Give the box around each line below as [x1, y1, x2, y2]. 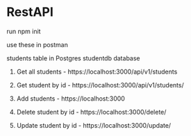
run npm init [6, 27, 41, 35]
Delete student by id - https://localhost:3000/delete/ [16, 108, 167, 116]
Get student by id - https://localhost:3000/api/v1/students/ [16, 80, 185, 89]
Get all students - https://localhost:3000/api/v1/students [16, 67, 178, 76]
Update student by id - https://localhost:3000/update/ [16, 121, 172, 129]
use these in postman [6, 40, 69, 49]
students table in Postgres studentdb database [6, 53, 140, 62]
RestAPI [6, 4, 53, 20]
